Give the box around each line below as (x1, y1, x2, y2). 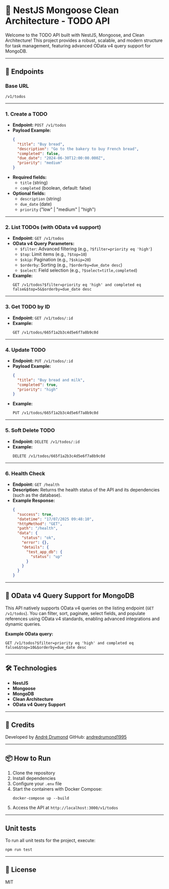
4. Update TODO (5, 346, 46, 353)
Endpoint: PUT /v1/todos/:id (12, 358, 73, 364)
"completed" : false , (17, 151, 60, 156)
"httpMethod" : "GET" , (17, 521, 63, 526)
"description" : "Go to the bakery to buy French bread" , (17, 146, 139, 151)
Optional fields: (12, 190, 46, 196)
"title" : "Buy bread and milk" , (17, 377, 85, 382)
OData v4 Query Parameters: (12, 241, 74, 247)
